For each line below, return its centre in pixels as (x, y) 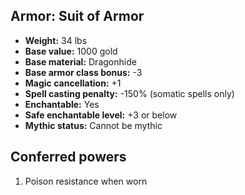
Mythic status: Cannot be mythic (93, 125)
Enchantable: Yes (62, 104)
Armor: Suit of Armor (77, 16)
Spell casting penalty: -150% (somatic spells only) (129, 93)
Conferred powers (68, 157)
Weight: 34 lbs (56, 40)
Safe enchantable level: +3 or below (101, 115)
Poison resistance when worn (86, 181)
